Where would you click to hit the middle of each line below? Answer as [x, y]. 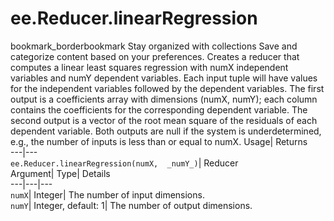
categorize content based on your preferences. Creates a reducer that [155, 56]
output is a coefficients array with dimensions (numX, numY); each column [164, 99]
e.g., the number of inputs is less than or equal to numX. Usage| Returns [159, 141]
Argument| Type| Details [60, 173]
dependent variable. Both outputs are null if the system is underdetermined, [166, 131]
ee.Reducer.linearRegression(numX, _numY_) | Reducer [124, 163]
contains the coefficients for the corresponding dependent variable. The [159, 109]
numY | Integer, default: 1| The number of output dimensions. [131, 205]
